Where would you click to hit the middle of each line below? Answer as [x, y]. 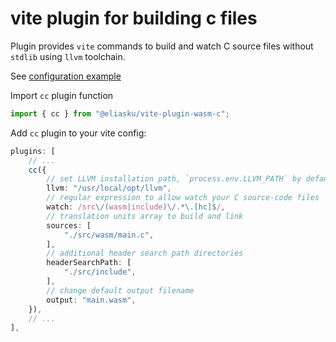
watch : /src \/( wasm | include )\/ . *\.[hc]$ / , [136, 207]
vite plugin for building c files [134, 18]
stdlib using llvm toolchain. [68, 56]
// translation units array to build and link [145, 216]
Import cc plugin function [62, 95]
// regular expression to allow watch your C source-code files [183, 198]
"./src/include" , [100, 272]
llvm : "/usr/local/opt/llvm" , [109, 188]
